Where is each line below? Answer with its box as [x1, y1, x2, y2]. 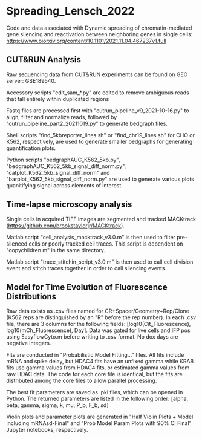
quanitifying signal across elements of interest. [6, 181, 123, 189]
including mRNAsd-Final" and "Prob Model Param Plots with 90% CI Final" [6, 420, 192, 427]
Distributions [6, 291, 57, 302]
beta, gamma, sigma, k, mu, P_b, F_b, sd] [6, 402, 109, 409]
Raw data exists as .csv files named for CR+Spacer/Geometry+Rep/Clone [6, 307, 189, 315]
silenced [6, 240, 28, 247]
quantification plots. [6, 144, 56, 152]
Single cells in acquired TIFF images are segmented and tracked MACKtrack [6, 215, 197, 223]
